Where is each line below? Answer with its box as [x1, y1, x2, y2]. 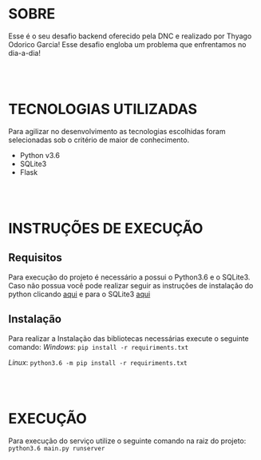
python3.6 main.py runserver [8, 444, 105, 452]
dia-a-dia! [8, 48, 42, 57]
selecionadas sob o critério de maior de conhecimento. [8, 135, 190, 145]
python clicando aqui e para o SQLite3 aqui [8, 289, 151, 299]
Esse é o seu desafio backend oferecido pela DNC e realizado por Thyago [8, 31, 252, 41]
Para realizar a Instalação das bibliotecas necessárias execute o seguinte [8, 333, 249, 343]
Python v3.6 [19, 150, 60, 160]
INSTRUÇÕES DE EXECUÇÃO [8, 220, 204, 238]
